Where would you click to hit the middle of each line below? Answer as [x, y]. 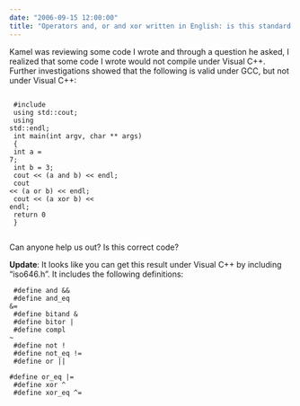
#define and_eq [41, 298]
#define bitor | [44, 322]
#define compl [40, 330]
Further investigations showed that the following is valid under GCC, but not [150, 71]
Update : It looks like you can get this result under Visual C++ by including [146, 264]
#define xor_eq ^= [48, 393]
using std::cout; [45, 112]
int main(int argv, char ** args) [78, 136]
